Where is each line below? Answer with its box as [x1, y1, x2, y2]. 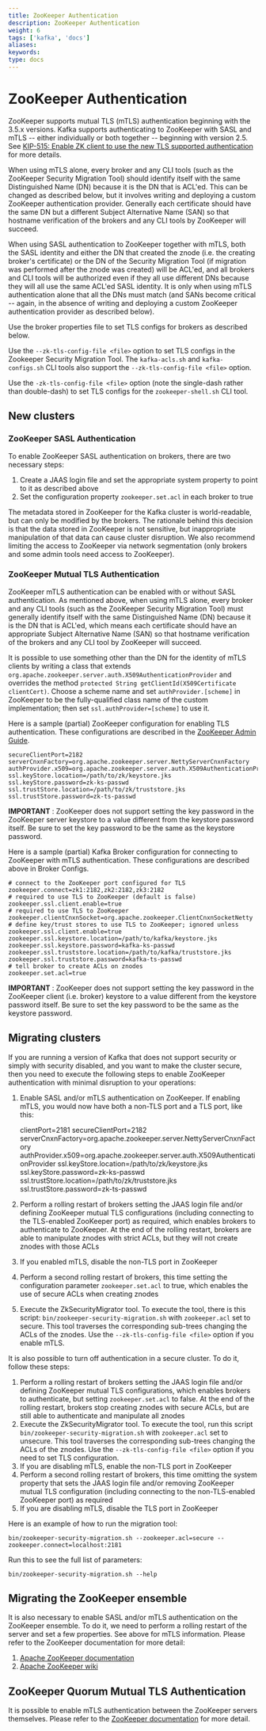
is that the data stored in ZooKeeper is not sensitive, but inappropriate [8, 524, 236, 533]
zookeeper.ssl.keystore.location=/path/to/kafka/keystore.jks [8, 934, 218, 943]
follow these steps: [8, 1362, 70, 1371]
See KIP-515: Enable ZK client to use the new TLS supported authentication [8, 141, 253, 151]
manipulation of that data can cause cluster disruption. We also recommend [8, 532, 256, 542]
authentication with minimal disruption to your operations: [8, 1077, 196, 1087]
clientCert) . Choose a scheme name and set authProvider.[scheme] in [8, 686, 241, 696]
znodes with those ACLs [19, 1241, 100, 1251]
